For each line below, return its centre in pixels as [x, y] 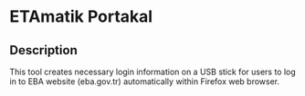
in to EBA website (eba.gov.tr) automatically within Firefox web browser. [145, 82]
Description [43, 50]
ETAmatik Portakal [81, 17]
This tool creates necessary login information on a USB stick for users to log [153, 72]
